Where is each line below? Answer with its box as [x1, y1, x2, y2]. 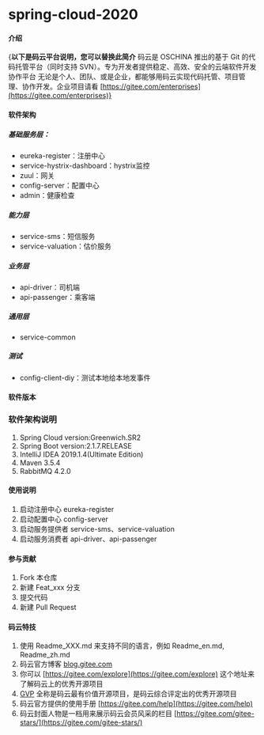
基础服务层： [8, 129, 50, 139]
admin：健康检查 [19, 190, 75, 199]
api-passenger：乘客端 [19, 292, 96, 301]
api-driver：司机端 [19, 282, 81, 292]
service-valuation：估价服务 [19, 241, 112, 251]
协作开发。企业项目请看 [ [21, 81, 104, 92]
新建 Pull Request [19, 603, 77, 612]
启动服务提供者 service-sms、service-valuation [19, 524, 175, 533]
